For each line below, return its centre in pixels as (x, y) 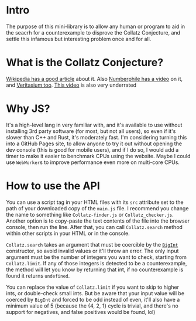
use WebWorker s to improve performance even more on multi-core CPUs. (93, 162)
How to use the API (53, 186)
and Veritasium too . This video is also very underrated (71, 85)
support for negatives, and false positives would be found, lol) (81, 312)
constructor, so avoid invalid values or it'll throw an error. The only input (92, 251)
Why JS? (28, 109)
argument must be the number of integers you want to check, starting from (97, 257)
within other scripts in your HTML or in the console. (68, 233)
